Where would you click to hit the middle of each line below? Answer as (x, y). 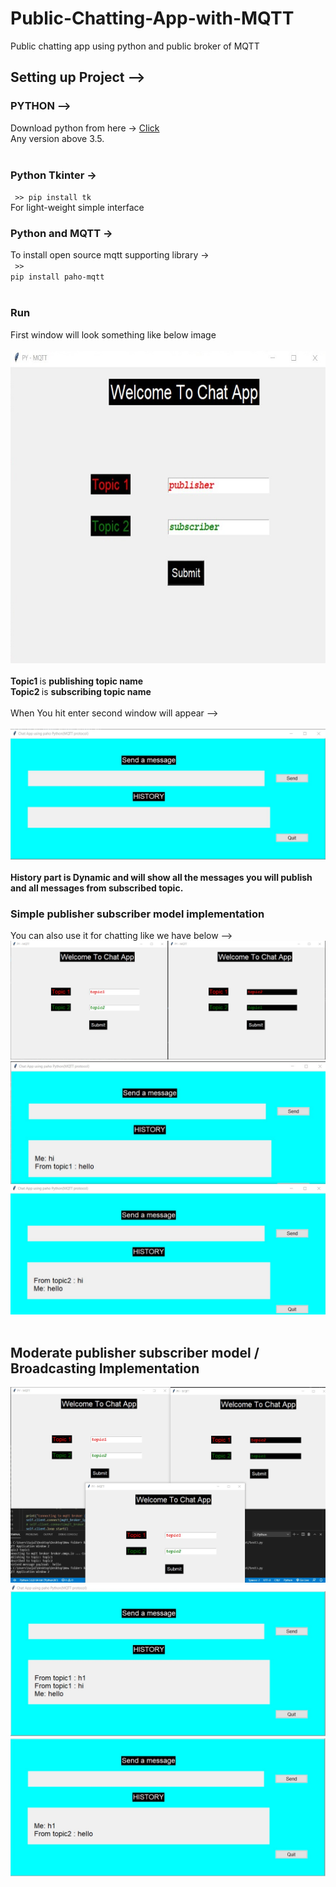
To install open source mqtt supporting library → (110, 255)
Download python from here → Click (85, 128)
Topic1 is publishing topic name (77, 681)
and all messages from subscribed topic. (97, 888)
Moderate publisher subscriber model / (135, 1352)
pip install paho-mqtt (57, 277)
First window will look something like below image (113, 334)
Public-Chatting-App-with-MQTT (152, 18)
